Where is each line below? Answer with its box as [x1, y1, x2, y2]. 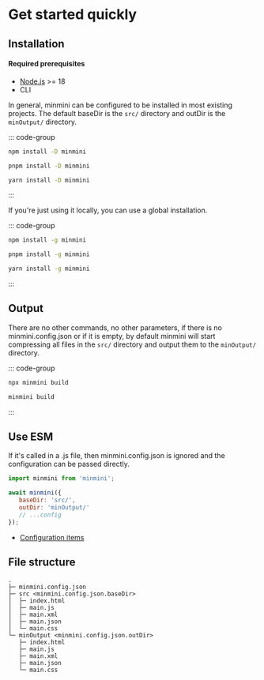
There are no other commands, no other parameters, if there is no [8, 322, 223, 332]
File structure [8, 555, 76, 569]
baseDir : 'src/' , [18, 496, 77, 505]
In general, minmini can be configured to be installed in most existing [8, 100, 233, 110]
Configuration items [19, 532, 85, 542]
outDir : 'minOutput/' [18, 504, 90, 512]
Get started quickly [8, 6, 137, 24]
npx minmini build [8, 378, 69, 386]
